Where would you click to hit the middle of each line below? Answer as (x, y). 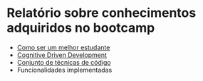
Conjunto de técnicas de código (64, 62)
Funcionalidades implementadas (64, 70)
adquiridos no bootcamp (81, 28)
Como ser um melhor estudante (63, 47)
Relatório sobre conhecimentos (101, 13)
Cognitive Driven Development (62, 55)
